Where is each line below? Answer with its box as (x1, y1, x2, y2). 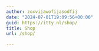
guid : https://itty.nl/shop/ (6, 20, 78, 26)
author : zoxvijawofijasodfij (6, 8, 78, 15)
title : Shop (6, 25, 35, 31)
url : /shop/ (6, 31, 35, 37)
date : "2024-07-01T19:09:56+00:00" (6, 14, 94, 20)
